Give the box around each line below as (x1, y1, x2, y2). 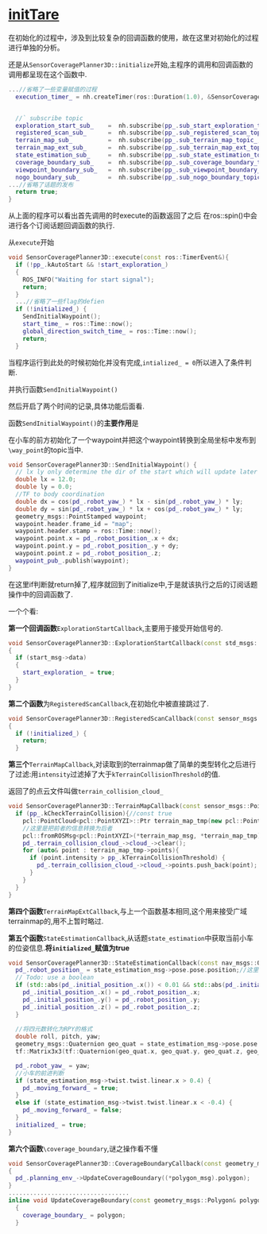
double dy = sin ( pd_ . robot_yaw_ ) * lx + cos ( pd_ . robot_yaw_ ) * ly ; (15, 505, 244, 513)
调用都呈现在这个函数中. (8, 69, 87, 79)
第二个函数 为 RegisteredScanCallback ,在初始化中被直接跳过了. (8, 698, 209, 708)
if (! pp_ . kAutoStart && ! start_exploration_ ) (15, 261, 169, 269)
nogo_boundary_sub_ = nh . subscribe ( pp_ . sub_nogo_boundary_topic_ (15, 173, 265, 181)
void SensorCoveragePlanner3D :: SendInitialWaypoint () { (8, 461, 197, 469)
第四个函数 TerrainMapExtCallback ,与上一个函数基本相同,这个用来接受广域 (8, 906, 248, 915)
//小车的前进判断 (15, 1069, 64, 1077)
